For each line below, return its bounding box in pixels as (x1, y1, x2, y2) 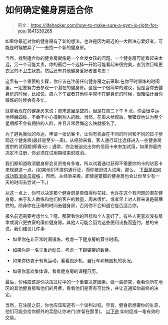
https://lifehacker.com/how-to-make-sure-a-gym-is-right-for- (30, 22, 158, 28)
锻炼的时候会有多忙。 (5, 97, 49, 103)
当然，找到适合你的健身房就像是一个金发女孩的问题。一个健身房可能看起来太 (5, 55, 163, 61)
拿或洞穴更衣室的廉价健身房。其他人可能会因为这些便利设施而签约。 (5, 219, 145, 225)
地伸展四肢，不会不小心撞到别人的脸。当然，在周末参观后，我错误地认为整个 (5, 114, 163, 120)
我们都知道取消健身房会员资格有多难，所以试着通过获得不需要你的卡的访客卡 (5, 160, 163, 166)
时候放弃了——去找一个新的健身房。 (13, 44, 88, 50)
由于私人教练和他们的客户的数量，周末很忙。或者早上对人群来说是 (18, 196, 154, 202)
